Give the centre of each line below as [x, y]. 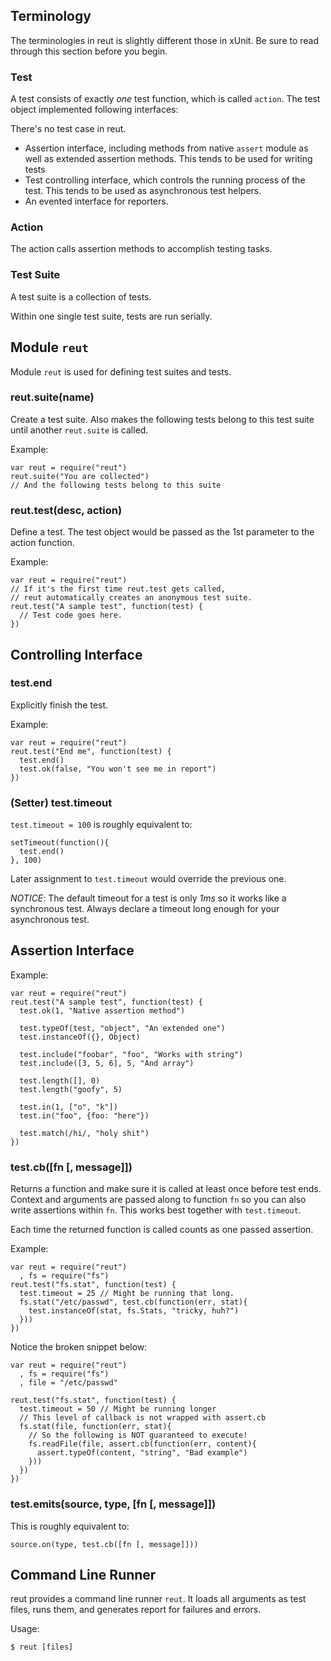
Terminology [51, 16]
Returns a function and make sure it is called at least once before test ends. [166, 1189]
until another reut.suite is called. [79, 430]
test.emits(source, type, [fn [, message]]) [113, 1504]
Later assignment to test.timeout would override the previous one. [148, 879]
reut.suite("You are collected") [80, 476]
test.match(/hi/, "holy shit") [84, 1133]
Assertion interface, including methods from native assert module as [166, 148]
